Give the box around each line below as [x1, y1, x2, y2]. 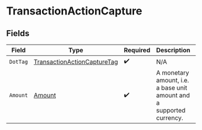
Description [156, 46, 191, 54]
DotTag [9, 58, 28, 65]
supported [156, 107, 186, 114]
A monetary [156, 69, 189, 76]
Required [124, 46, 150, 54]
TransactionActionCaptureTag [34, 57, 118, 66]
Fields [6, 28, 30, 39]
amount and [156, 91, 191, 99]
